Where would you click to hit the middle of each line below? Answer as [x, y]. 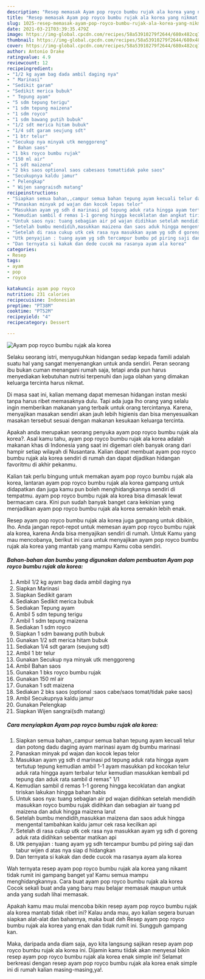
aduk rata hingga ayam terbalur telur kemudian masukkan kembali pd [102, 772]
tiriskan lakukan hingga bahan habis [61, 792]
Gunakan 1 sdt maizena [45, 685]
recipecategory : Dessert [38, 323]
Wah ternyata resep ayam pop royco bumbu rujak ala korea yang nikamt [97, 868]
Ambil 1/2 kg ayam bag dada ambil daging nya [73, 582]
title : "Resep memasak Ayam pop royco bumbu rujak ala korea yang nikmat [102, 18]
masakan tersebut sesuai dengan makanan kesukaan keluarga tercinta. [96, 420]
